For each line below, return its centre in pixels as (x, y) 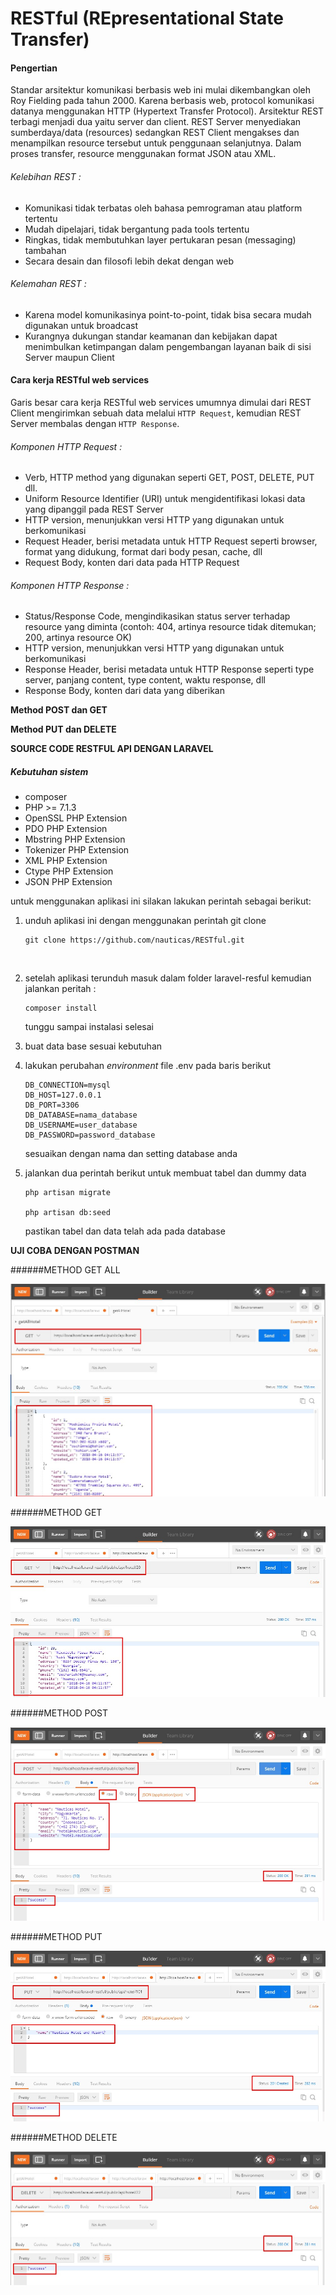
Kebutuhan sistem (49, 771)
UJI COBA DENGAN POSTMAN (75, 1251)
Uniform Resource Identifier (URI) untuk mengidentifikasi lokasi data (165, 499)
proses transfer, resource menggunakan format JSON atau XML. (143, 154)
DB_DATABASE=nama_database (81, 1115)
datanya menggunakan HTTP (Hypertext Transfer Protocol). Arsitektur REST (167, 111)
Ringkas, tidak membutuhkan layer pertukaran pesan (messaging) (160, 239)
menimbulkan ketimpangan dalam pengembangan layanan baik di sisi (168, 346)
